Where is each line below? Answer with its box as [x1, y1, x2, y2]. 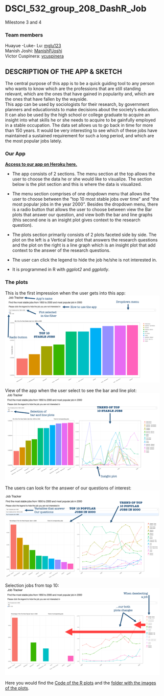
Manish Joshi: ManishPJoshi [5, 48, 63, 54]
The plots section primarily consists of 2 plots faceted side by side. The [12, 232, 157, 238]
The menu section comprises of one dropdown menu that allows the [12, 191, 150, 197]
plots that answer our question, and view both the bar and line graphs [12, 212, 153, 218]
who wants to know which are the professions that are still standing [5, 86, 141, 91]
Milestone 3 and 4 [5, 19, 42, 25]
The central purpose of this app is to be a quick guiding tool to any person [5, 81, 155, 87]
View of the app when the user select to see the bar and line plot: [5, 387, 137, 393]
